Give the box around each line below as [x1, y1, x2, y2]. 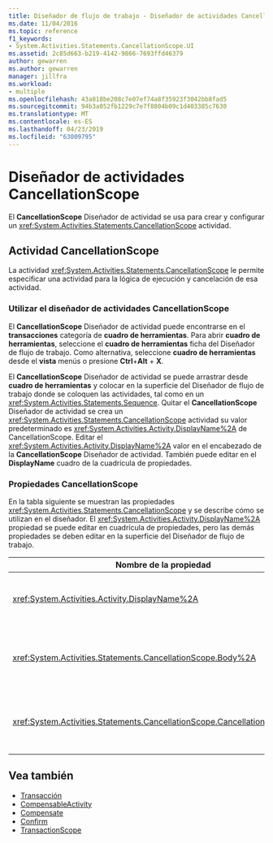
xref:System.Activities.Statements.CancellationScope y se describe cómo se [8, 505, 264, 515]
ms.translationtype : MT [8, 110, 89, 119]
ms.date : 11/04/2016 [8, 19, 79, 28]
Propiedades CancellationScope [8, 478, 138, 490]
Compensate [19, 807, 63, 817]
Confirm [19, 816, 49, 826]
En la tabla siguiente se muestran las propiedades [8, 496, 175, 506]
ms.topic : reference [8, 27, 79, 35]
